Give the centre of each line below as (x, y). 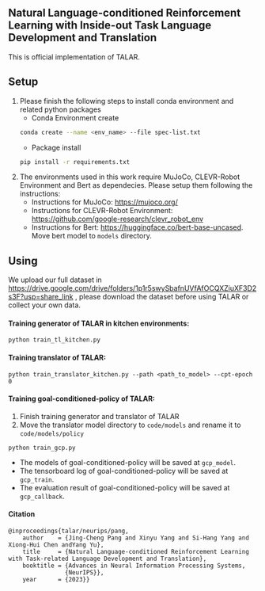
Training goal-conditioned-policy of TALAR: (82, 398)
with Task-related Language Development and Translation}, (108, 559)
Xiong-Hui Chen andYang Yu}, (56, 545)
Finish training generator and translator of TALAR (99, 416)
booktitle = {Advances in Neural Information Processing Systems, (134, 566)
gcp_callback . (42, 496)
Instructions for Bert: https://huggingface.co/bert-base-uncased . (137, 227)
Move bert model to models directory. (91, 236)
